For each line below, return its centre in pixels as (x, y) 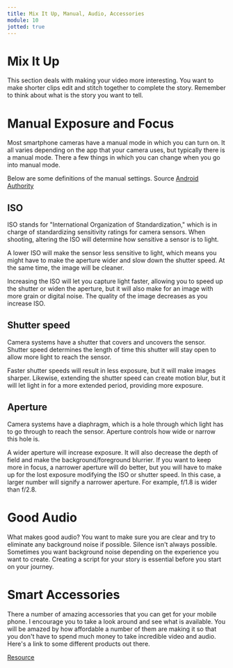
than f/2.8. (22, 489)
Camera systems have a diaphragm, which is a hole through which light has (115, 424)
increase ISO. (26, 303)
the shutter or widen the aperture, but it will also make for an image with (110, 289)
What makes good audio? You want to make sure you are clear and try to (111, 537)
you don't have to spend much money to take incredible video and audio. (112, 636)
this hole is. (24, 439)
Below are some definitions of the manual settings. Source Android (103, 179)
